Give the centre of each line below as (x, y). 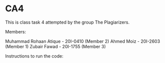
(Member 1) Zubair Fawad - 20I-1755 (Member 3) (56, 46)
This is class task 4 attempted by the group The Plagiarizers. (67, 22)
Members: (16, 31)
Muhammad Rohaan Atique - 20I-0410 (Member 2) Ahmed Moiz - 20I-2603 (83, 41)
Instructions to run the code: (34, 56)
